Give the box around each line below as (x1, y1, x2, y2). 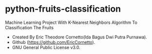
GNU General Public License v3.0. (12, 44, 80, 50)
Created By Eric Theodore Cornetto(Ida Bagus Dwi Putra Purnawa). (12, 34, 147, 40)
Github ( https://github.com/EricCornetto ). (12, 39, 95, 45)
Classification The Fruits (5, 24, 54, 30)
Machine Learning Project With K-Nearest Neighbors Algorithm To (5, 19, 137, 25)
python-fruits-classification (5, 3, 121, 15)
